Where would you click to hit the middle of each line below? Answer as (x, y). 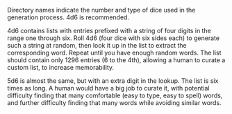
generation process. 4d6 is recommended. (68, 17)
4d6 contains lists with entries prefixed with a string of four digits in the (109, 31)
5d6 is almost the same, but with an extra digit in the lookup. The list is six (113, 81)
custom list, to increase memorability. (61, 67)
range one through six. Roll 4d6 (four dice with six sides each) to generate (114, 38)
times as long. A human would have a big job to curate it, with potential (108, 88)
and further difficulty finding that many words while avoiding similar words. (114, 103)
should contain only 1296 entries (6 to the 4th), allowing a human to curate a (116, 60)
